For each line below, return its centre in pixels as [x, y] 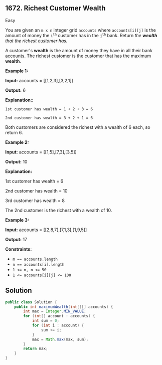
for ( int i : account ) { [58, 325]
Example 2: [17, 142]
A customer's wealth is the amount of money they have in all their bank [79, 50]
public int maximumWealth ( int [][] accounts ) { [64, 307]
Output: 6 [16, 90]
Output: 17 [16, 239]
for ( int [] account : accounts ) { [59, 316]
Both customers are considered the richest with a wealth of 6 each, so [78, 127]
